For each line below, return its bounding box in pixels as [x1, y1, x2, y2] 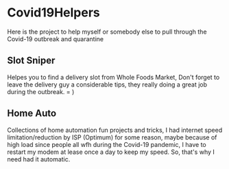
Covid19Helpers [7, 5, 101, 21]
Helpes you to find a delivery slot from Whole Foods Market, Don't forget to [7, 73, 220, 81]
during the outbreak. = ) [7, 87, 75, 95]
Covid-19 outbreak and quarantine [7, 34, 104, 43]
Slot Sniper [7, 55, 56, 67]
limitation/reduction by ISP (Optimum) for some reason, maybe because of [7, 133, 217, 142]
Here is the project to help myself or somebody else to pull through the [7, 27, 207, 36]
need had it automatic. [7, 155, 71, 163]
